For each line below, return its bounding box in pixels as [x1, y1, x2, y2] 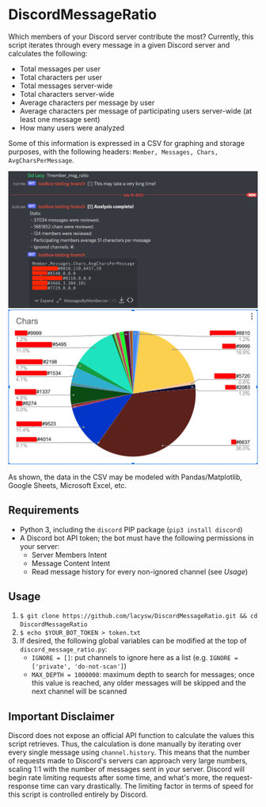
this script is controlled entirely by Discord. [8, 790, 148, 799]
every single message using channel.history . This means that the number [8, 747, 251, 757]
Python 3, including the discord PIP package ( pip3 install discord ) [19, 525, 243, 534]
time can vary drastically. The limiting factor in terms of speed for [40, 782, 254, 791]
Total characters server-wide [19, 89, 115, 98]
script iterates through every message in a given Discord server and [8, 40, 230, 49]
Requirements [8, 504, 79, 517]
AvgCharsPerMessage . [8, 155, 74, 164]
